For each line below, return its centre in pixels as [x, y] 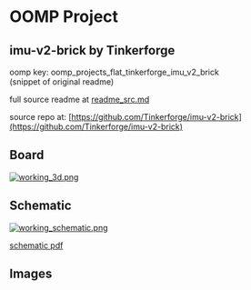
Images [31, 274]
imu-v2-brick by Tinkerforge [92, 50]
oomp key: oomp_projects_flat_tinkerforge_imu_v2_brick [115, 72]
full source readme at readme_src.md [80, 99]
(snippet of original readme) [62, 82]
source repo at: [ [40, 117]
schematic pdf [36, 245]
